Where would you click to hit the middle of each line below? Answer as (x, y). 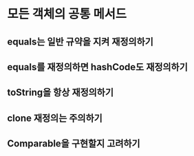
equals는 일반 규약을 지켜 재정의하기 (80, 42)
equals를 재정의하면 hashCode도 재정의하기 (97, 67)
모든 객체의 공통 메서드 (67, 14)
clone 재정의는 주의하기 (55, 118)
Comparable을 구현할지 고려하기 (74, 144)
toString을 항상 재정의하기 (60, 92)
